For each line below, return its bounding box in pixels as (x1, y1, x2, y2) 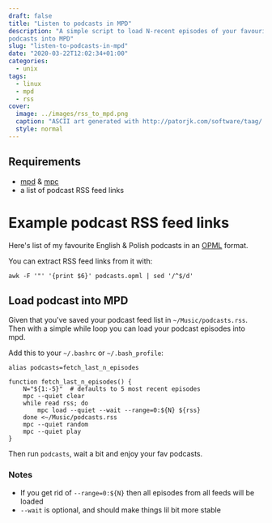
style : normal (15, 125, 63, 133)
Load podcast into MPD (8, 294, 129, 307)
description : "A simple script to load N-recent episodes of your (8, 27, 237, 35)
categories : (8, 58, 49, 66)
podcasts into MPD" (8, 34, 74, 43)
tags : (8, 72, 27, 80)
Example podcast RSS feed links (8, 213, 229, 232)
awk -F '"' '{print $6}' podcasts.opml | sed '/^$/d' (8, 272, 194, 280)
